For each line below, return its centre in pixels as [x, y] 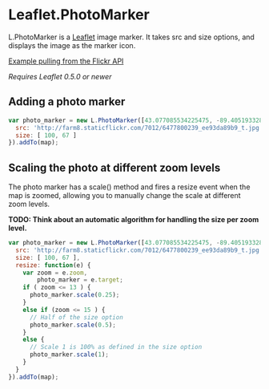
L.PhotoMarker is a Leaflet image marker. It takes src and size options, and [131, 37]
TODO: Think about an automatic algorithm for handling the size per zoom [134, 220]
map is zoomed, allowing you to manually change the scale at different [125, 196]
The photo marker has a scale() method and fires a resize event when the [129, 187]
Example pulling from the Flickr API [66, 61]
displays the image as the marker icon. [72, 45]
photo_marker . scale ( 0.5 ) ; [72, 325]
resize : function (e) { [53, 265]
